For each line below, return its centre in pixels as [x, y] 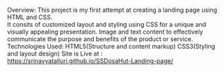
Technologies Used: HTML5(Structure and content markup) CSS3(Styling [111, 46]
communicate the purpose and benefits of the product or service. [100, 39]
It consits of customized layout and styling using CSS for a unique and [107, 24]
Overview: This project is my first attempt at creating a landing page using [112, 10]
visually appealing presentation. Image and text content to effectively [105, 32]
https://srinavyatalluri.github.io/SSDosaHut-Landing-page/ [90, 61]
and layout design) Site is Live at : [55, 53]
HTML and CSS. [30, 17]
